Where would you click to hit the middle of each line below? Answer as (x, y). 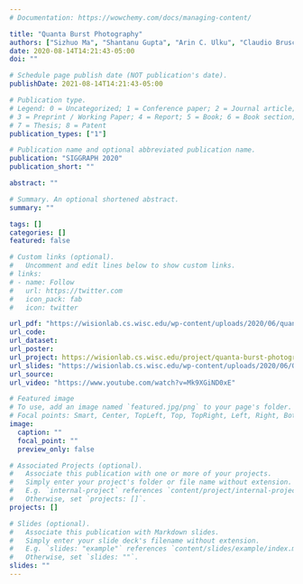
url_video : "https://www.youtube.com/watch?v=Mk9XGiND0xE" (123, 383)
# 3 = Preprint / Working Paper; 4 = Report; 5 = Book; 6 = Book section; (153, 117)
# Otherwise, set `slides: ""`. (74, 557)
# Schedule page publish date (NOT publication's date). (119, 76)
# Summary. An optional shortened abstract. (94, 199)
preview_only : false (56, 449)
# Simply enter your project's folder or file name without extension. (151, 482)
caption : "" (40, 432)
